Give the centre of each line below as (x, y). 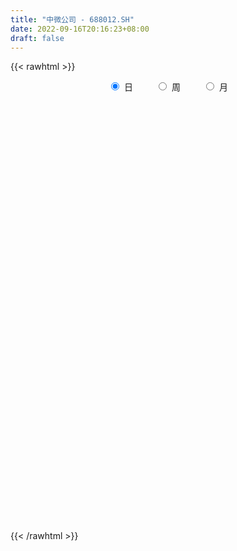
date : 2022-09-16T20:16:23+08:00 (80, 29)
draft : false (37, 38)
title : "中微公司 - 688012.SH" (72, 19)
